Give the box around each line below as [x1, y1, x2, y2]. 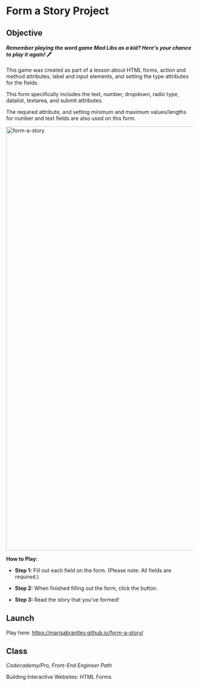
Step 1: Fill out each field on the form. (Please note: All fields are [14, 567, 172, 574]
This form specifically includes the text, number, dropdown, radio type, [6, 90, 179, 97]
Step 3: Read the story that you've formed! [14, 596, 120, 603]
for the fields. [6, 79, 39, 86]
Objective [6, 28, 43, 38]
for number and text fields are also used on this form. [6, 115, 136, 122]
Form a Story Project [6, 4, 110, 18]
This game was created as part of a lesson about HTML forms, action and [6, 66, 186, 74]
